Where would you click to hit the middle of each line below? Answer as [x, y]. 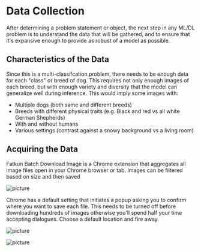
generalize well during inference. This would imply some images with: [92, 93]
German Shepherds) [40, 117]
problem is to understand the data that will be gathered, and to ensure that [98, 34]
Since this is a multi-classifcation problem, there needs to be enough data [97, 74]
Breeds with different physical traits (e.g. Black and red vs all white [97, 111]
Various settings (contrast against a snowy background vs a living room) [104, 130]
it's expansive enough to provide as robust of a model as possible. [88, 40]
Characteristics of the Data [58, 59]
